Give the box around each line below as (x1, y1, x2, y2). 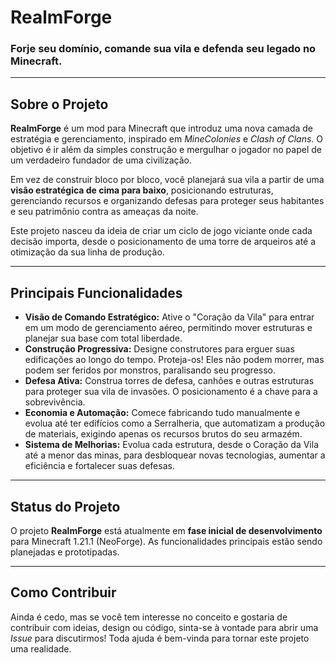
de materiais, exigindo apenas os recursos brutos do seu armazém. (24, 428, 303, 440)
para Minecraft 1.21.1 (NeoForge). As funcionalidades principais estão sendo (10, 535, 323, 547)
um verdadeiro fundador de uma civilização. (10, 154, 193, 166)
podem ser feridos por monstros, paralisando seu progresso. (24, 364, 277, 376)
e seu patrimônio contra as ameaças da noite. (10, 206, 199, 218)
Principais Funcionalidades (10, 284, 183, 301)
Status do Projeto (10, 498, 121, 515)
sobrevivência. (24, 396, 86, 408)
